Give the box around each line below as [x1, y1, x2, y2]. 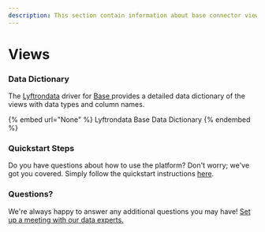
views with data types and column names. [8, 100, 145, 109]
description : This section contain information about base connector [8, 11, 242, 20]
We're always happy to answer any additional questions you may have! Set [8, 206, 251, 216]
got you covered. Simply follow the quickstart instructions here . [8, 169, 215, 179]
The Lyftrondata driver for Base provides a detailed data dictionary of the [8, 91, 246, 101]
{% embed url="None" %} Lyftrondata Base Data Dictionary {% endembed [8, 115, 251, 124]
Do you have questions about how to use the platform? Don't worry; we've [8, 160, 250, 170]
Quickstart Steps [8, 143, 75, 154]
